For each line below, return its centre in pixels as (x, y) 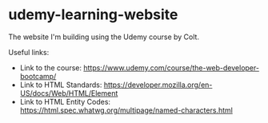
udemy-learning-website (93, 15)
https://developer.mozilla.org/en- (158, 85)
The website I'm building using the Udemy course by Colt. (104, 37)
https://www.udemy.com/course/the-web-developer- (172, 67)
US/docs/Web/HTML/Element (69, 93)
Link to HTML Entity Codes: (65, 101)
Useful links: (29, 52)
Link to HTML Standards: (61, 85)
